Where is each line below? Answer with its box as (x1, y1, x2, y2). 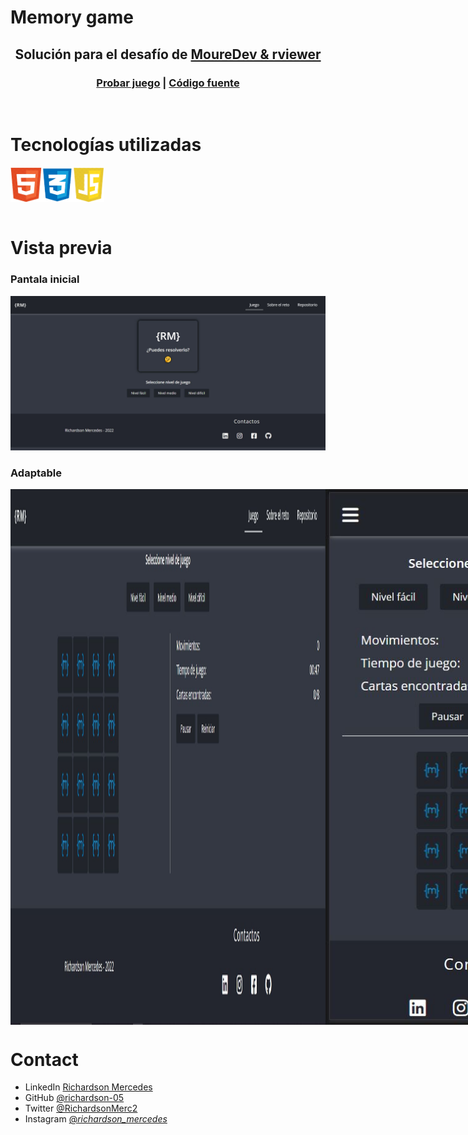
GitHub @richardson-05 (24, 1092, 125, 1104)
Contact (10, 1048, 79, 1071)
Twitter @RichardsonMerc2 (24, 1102, 138, 1115)
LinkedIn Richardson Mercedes (24, 1081, 153, 1093)
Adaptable (10, 466, 63, 480)
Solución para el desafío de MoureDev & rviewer (14, 46, 322, 63)
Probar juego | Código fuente (96, 76, 240, 90)
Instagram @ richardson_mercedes (24, 1113, 168, 1125)
